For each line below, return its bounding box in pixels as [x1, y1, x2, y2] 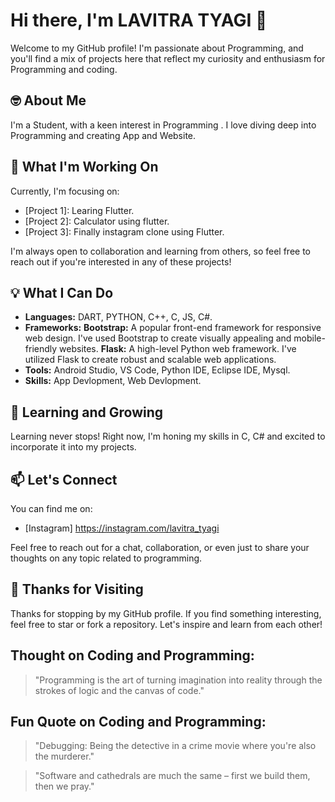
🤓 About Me [10, 92, 87, 109]
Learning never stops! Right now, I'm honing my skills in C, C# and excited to [10, 430, 326, 443]
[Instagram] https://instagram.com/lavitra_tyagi [24, 522, 220, 534]
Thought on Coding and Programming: [10, 647, 255, 664]
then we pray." [34, 780, 95, 793]
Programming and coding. [10, 63, 118, 75]
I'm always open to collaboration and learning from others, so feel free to [10, 245, 312, 257]
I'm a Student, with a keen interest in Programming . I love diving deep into [10, 119, 317, 131]
